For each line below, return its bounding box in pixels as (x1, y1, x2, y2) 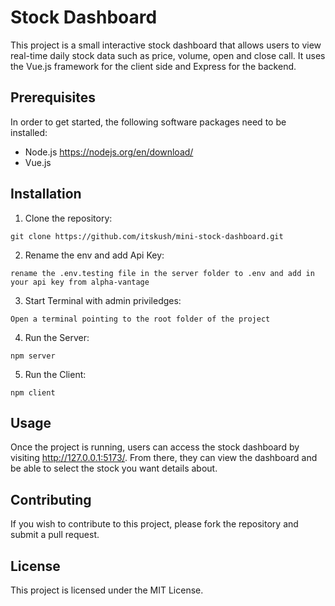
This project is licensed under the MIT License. (10, 584, 204, 596)
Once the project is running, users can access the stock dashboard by (10, 441, 300, 453)
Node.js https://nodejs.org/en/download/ (24, 146, 194, 158)
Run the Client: (24, 368, 87, 380)
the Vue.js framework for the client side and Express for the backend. (10, 60, 297, 72)
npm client (10, 387, 56, 398)
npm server (10, 351, 56, 361)
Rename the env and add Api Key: (24, 249, 165, 261)
